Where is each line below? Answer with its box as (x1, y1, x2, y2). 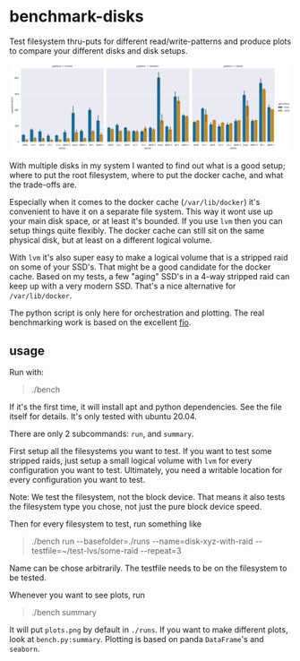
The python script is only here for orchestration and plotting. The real (9, 307, 265, 319)
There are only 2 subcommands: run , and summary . (9, 428, 194, 440)
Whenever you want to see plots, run (9, 589, 146, 601)
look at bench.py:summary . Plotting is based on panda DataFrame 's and (9, 634, 264, 645)
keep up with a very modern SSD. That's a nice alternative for (9, 280, 236, 292)
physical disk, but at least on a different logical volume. (9, 235, 212, 245)
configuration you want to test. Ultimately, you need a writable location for (9, 465, 283, 476)
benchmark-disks (9, 6, 144, 27)
